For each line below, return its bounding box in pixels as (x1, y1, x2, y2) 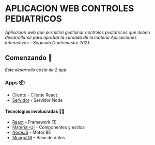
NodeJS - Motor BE (12, 129, 51, 135)
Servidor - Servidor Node (12, 97, 63, 103)
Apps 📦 (5, 79, 25, 86)
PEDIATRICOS (5, 13, 62, 24)
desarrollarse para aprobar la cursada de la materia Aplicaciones (5, 35, 137, 40)
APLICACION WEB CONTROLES (5, 3, 134, 14)
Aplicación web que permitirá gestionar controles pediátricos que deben (5, 29, 150, 35)
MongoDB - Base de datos (12, 135, 65, 141)
